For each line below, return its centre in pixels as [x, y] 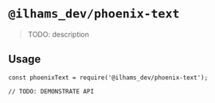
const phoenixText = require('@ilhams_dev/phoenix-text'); [108, 78]
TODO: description [59, 34]
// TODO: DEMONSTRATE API [51, 91]
